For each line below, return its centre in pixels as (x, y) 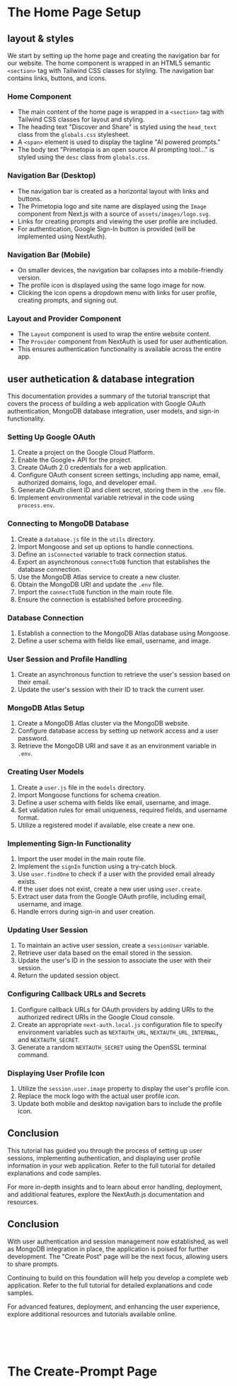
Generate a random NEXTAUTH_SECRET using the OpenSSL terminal (112, 1047)
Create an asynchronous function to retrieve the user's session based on (124, 675)
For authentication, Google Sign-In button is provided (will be (106, 228)
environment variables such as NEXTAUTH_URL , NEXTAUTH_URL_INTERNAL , (118, 1032)
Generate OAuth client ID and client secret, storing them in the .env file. (122, 490)
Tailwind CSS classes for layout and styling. (81, 120)
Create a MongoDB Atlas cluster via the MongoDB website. (103, 724)
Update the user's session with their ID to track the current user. (111, 689)
